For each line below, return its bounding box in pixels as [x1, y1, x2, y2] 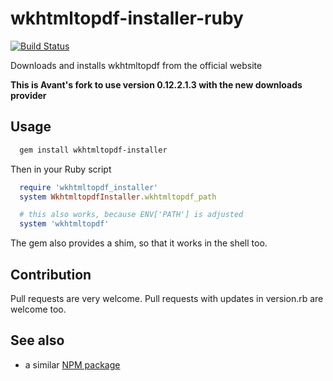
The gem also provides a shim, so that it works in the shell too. [10, 237, 268, 249]
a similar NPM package [24, 358, 121, 371]
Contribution [10, 266, 92, 283]
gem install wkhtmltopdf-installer [19, 145, 168, 155]
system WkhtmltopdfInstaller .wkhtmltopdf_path [19, 192, 217, 202]
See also [10, 332, 65, 349]
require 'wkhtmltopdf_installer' [19, 182, 159, 192]
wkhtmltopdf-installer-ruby [10, 7, 244, 30]
